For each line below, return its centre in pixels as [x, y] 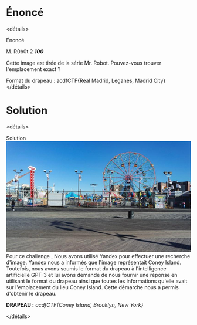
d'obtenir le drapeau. [31, 294]
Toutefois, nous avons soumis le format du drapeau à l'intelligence [86, 269]
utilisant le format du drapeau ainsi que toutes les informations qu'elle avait [97, 281]
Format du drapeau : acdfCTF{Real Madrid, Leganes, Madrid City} [86, 80]
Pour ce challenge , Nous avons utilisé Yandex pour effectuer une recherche [98, 256]
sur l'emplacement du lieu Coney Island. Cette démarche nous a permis [92, 287]
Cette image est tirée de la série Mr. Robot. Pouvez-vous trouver [84, 63]
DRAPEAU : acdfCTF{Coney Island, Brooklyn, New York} [75, 305]
